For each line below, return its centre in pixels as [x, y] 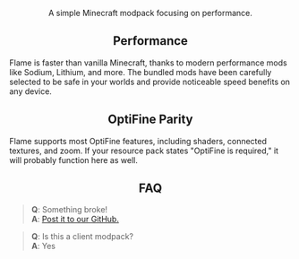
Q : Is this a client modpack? [82, 237]
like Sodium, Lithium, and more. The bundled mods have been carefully [141, 72]
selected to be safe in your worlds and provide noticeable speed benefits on [150, 82]
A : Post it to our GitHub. [75, 220]
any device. [30, 91]
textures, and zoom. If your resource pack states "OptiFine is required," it [144, 151]
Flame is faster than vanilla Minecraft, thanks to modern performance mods [149, 63]
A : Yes [43, 246]
